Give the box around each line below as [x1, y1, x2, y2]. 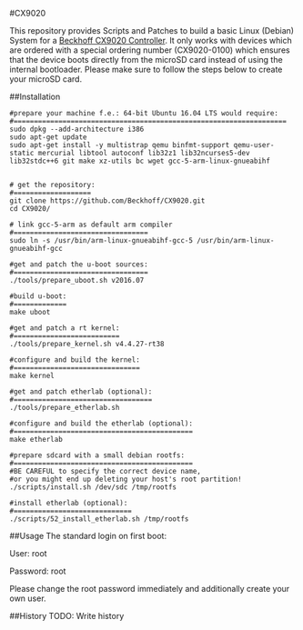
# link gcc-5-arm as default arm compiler [9, 220, 173, 229]
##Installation [9, 91, 61, 102]
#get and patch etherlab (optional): [9, 387, 153, 396]
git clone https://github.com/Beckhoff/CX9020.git [9, 196, 206, 205]
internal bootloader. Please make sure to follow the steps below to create [9, 64, 283, 75]
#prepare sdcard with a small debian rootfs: [9, 451, 185, 460]
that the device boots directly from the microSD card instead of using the [9, 55, 284, 65]
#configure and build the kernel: [9, 355, 141, 365]
